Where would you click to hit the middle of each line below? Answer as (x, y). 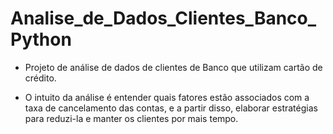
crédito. (40, 78)
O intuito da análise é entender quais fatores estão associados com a (167, 97)
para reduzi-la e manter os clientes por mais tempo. (131, 118)
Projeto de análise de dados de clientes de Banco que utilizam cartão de (173, 67)
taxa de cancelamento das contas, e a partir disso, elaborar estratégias (171, 108)
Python (41, 39)
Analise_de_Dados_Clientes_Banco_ (163, 18)
